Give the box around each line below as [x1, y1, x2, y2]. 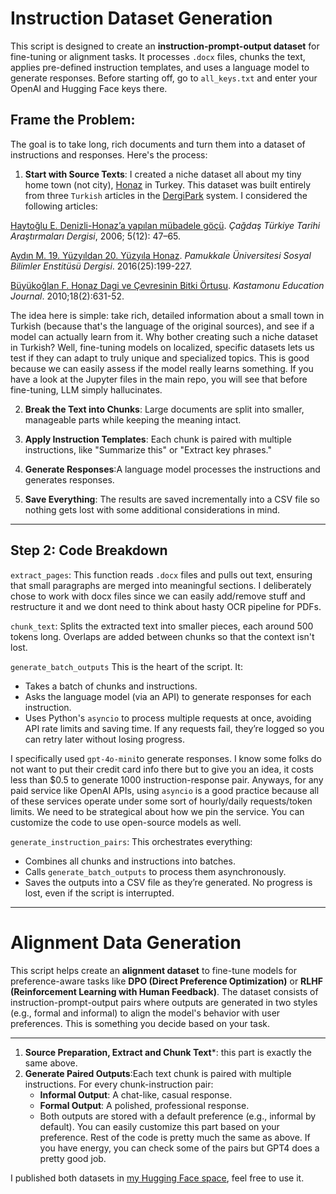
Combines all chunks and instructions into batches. [24, 855, 236, 867]
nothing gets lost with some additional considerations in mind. [24, 503, 281, 516]
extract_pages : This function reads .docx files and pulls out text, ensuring [10, 568, 313, 581]
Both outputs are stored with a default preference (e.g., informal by [39, 1110, 317, 1122]
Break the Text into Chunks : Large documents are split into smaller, [24, 403, 305, 415]
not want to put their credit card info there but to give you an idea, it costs [10, 763, 314, 775]
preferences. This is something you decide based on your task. [10, 1017, 271, 1029]
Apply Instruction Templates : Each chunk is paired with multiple [24, 433, 292, 445]
